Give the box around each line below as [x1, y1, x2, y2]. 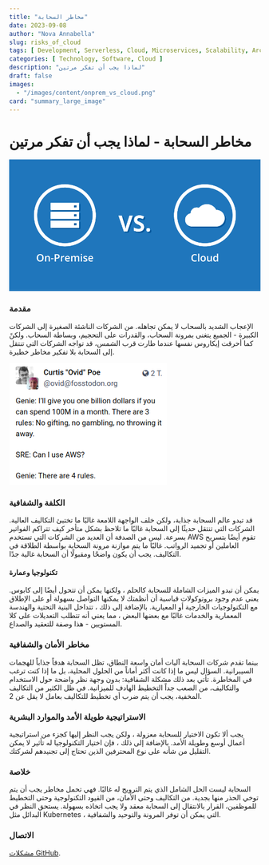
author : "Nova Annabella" [9, 30, 95, 38]
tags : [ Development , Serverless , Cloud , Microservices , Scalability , [9, 46, 249, 55]
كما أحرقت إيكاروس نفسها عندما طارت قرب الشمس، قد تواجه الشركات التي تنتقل [9, 338, 254, 347]
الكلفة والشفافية [9, 497, 65, 508]
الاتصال [9, 830, 34, 841]
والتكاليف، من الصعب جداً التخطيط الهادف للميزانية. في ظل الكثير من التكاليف [9, 683, 240, 692]
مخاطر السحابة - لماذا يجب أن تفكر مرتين [9, 133, 252, 151]
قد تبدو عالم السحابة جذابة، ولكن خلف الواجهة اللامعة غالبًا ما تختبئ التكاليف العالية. [9, 515, 253, 525]
